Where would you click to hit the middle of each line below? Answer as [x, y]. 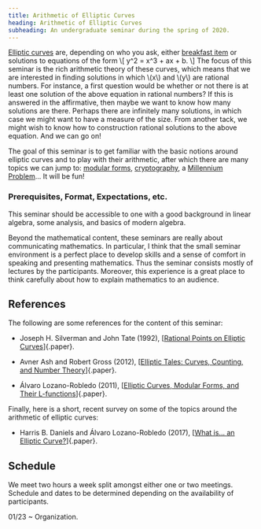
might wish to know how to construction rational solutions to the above [123, 128]
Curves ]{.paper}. [47, 346]
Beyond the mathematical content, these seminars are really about [116, 238]
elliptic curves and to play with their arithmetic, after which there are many [129, 160]
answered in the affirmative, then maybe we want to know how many [119, 102]
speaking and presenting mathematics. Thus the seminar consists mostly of [131, 263]
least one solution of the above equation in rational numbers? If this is [121, 94]
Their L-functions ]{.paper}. [63, 394]
